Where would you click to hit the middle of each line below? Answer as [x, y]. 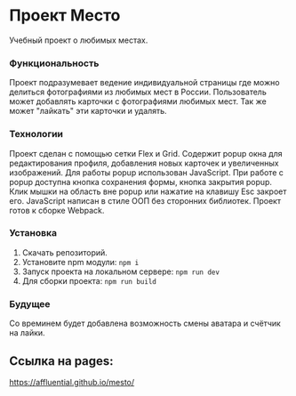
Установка [33, 233]
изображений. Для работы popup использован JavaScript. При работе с [147, 172]
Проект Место [65, 16]
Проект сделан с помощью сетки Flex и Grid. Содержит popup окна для [146, 153]
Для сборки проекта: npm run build [89, 280]
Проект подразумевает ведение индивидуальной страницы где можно [144, 83]
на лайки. [28, 333]
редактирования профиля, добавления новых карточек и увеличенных [144, 163]
